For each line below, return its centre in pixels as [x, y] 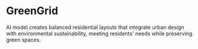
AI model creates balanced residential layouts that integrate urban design [95, 27]
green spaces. [24, 40]
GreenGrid [32, 11]
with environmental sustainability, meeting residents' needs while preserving [99, 33]
